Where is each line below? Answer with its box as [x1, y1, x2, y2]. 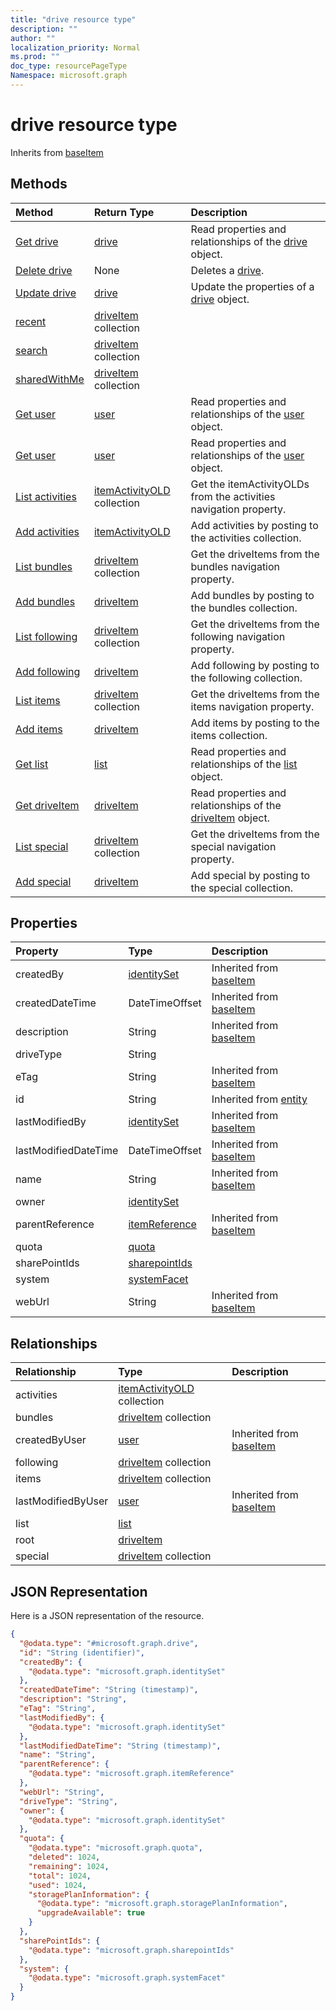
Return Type [93, 205, 155, 219]
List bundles [15, 559, 73, 573]
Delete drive [15, 263, 73, 277]
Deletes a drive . [190, 263, 265, 277]
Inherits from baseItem [10, 146, 104, 158]
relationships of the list [190, 757, 298, 771]
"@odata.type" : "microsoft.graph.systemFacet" [28, 1973, 226, 1983]
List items [15, 693, 61, 707]
